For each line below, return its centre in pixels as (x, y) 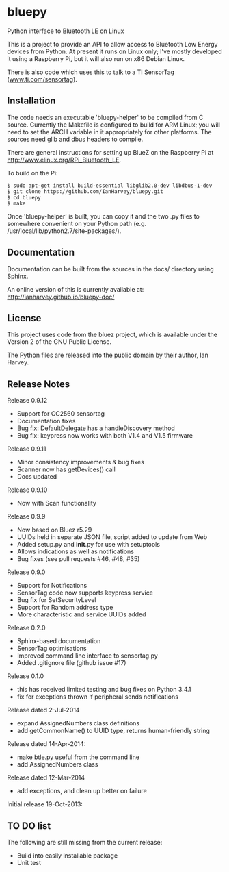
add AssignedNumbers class (57, 764)
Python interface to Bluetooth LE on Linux (66, 31)
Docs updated (37, 477)
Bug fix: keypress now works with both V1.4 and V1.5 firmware (105, 436)
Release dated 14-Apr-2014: (46, 744)
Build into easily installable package (67, 856)
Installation (31, 101)
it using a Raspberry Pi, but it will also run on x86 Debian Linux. (96, 58)
